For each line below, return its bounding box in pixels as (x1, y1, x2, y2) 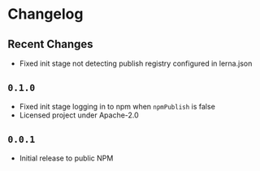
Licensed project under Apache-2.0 (19, 110, 139, 120)
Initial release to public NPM (19, 153, 114, 163)
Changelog (7, 5, 84, 24)
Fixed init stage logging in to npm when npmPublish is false (19, 101, 216, 111)
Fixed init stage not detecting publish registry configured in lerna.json (19, 58, 253, 68)
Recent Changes (7, 37, 94, 51)
